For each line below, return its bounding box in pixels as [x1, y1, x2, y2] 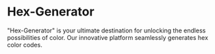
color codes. [7, 40, 42, 49]
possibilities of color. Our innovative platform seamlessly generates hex [7, 33, 209, 41]
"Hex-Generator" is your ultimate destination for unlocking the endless [7, 26, 206, 34]
